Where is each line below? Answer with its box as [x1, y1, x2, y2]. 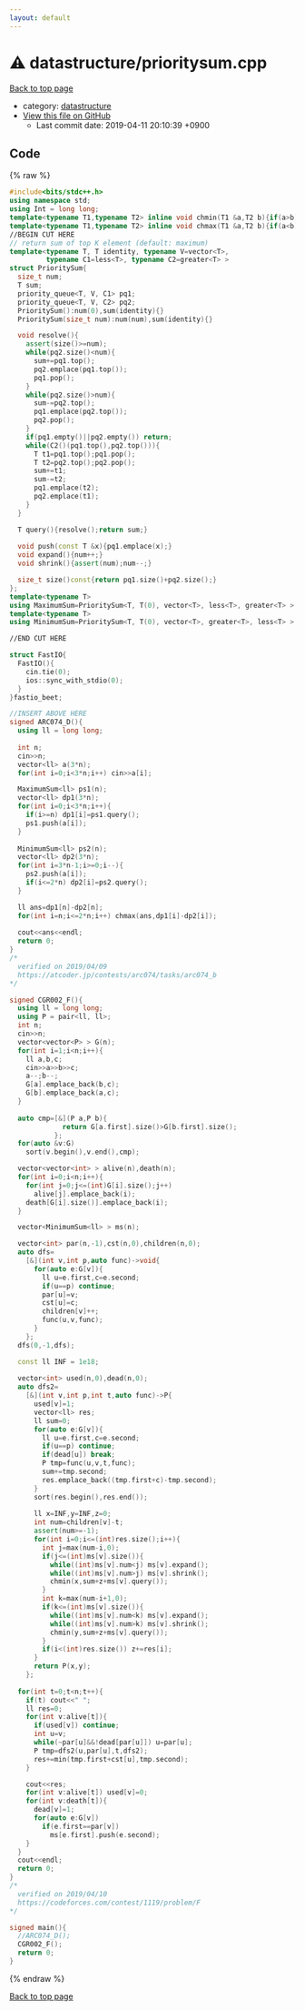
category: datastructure [22, 100, 112, 111]
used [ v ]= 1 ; [33, 1400, 75, 1409]
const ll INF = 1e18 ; [17, 1357, 100, 1366]
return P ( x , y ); [33, 1662, 92, 1671]
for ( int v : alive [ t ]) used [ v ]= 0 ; [25, 1788, 148, 1797]
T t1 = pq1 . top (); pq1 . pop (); [33, 450, 136, 459]
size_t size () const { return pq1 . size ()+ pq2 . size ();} [17, 575, 218, 584]
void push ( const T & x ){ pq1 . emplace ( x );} [17, 542, 172, 551]
